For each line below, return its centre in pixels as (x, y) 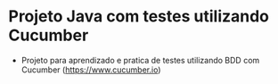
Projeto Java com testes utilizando (139, 17)
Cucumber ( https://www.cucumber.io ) (91, 70)
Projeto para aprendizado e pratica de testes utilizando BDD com (140, 60)
